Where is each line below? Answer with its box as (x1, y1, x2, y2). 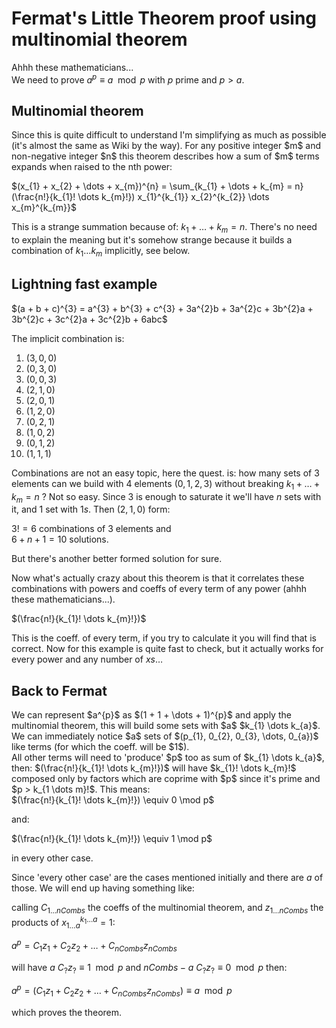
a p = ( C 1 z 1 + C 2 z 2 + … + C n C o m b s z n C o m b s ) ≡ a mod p (11, 983, 233, 999)
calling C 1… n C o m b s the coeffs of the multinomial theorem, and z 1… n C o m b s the (11, 902, 324, 916)
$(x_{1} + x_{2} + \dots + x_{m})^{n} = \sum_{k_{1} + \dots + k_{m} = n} (11, 180, 304, 192)
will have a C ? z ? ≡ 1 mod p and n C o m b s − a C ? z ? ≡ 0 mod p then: (11, 961, 288, 976)
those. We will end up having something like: (11, 882, 195, 894)
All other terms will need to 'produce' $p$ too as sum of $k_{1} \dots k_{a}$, (11, 752, 325, 764)
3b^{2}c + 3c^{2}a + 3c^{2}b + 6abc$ (11, 313, 168, 325)
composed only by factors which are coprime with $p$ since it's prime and (11, 773, 321, 785)
